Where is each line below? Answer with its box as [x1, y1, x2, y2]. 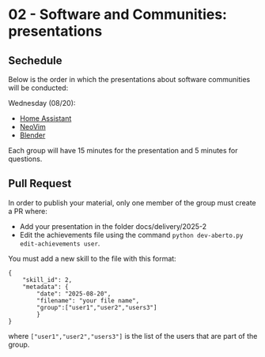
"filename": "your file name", [36, 296, 140, 305]
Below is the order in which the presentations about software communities [8, 75, 251, 84]
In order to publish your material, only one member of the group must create [8, 197, 257, 207]
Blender [19, 130, 46, 140]
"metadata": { [22, 283, 69, 291]
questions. [8, 154, 43, 163]
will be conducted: [8, 83, 69, 92]
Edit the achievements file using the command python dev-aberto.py [19, 230, 244, 239]
